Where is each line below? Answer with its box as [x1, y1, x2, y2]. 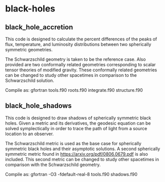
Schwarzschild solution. [5, 78, 54, 83]
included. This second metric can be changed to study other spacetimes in [5, 156, 160, 162]
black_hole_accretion [5, 23, 73, 31]
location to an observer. [5, 131, 54, 137]
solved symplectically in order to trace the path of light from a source [5, 125, 148, 131]
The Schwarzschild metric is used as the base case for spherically [5, 140, 142, 146]
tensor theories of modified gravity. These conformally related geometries [5, 67, 157, 73]
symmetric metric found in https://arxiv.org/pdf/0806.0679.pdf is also [5, 151, 148, 157]
